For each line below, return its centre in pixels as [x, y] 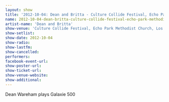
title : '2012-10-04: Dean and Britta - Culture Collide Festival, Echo [82, 15]
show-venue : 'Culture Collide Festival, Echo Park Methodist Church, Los [84, 29]
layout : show [19, 10]
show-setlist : [20, 33]
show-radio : [18, 43]
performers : [18, 57]
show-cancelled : [22, 52]
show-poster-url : [23, 66]
